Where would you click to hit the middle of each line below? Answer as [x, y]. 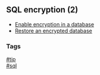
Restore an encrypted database [53, 31]
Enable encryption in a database [54, 24]
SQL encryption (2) [42, 10]
